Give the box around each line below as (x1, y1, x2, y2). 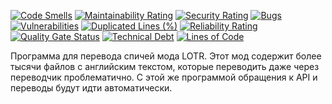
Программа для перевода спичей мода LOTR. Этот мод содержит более (10, 50, 322, 62)
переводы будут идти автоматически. (10, 82, 173, 94)
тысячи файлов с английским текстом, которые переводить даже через (10, 61, 320, 72)
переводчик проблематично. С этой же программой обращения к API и (10, 71, 318, 83)
